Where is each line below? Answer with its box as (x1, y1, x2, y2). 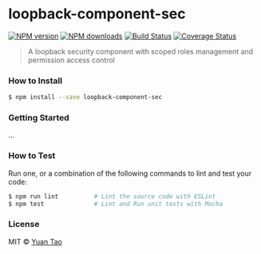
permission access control (27, 55, 116, 65)
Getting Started (8, 113, 69, 124)
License (8, 219, 40, 230)
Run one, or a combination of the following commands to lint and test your (8, 169, 252, 178)
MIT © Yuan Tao (8, 236, 62, 246)
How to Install (8, 75, 62, 86)
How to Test (8, 150, 56, 161)
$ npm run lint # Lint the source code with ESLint (8, 192, 216, 200)
